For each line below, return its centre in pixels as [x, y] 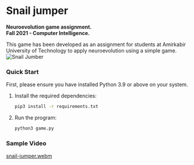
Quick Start [22, 72]
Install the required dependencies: [56, 96]
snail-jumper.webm [29, 156]
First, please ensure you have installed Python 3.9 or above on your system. [97, 85]
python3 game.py [34, 129]
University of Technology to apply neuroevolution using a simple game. [91, 50]
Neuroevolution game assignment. [49, 27]
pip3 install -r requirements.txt [56, 107]
